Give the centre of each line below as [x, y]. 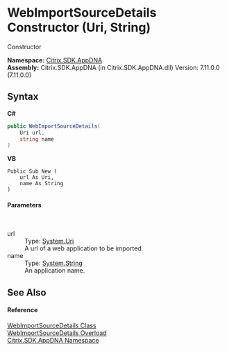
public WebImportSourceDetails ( [54, 126]
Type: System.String [54, 263]
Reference [23, 310]
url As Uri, [37, 178]
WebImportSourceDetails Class [52, 326]
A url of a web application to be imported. [84, 248]
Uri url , [32, 132]
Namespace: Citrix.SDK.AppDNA [55, 60]
